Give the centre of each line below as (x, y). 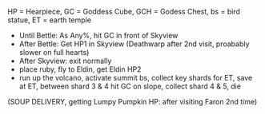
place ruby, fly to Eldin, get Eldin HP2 (80, 69)
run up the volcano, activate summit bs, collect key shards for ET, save (136, 78)
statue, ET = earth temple (49, 20)
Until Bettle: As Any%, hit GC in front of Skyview (98, 35)
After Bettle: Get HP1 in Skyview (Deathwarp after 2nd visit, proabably (134, 44)
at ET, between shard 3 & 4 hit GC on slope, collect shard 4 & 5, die (130, 86)
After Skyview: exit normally (65, 61)
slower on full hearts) (54, 52)
